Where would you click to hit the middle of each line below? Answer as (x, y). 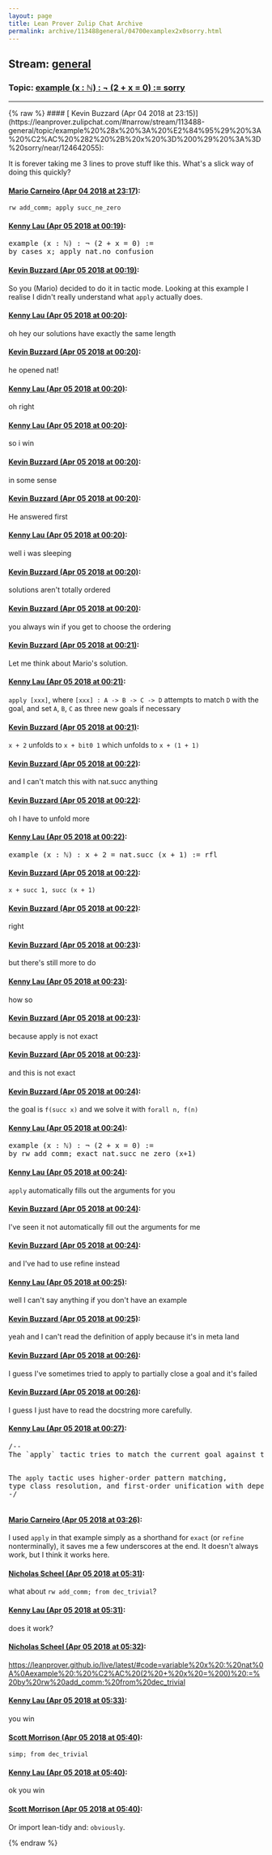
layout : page (30, 16)
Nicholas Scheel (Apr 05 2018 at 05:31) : (77, 1573)
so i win (21, 443)
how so (21, 999)
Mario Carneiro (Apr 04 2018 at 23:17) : (74, 191)
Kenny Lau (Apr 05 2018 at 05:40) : (68, 1772)
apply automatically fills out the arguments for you (92, 1190)
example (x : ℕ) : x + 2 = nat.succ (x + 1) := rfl (113, 854)
